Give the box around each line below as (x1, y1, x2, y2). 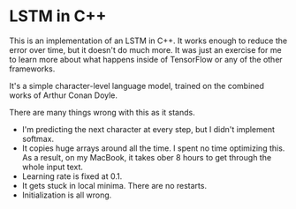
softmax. (21, 133, 55, 144)
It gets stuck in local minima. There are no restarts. (21, 180, 208, 190)
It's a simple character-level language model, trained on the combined (9, 80, 265, 91)
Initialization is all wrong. (21, 190, 112, 200)
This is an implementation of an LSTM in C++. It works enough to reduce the (9, 35, 288, 46)
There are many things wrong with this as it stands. (9, 107, 196, 117)
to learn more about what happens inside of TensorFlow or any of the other (9, 54, 283, 64)
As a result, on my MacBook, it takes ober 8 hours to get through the (21, 152, 272, 162)
